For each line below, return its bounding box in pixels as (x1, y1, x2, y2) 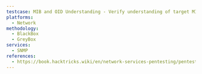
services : (6, 42, 31, 48)
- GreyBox (11, 36, 36, 42)
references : (6, 53, 36, 59)
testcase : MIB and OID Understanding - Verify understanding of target (6, 8, 189, 15)
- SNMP (11, 48, 28, 54)
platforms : (6, 14, 34, 20)
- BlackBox (11, 31, 39, 37)
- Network (11, 20, 36, 26)
